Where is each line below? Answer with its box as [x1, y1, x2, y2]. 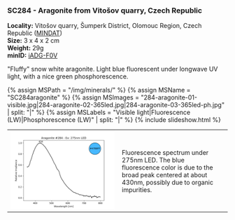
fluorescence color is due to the [122, 163, 213, 172]
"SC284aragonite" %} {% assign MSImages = [7, 93, 140, 102]
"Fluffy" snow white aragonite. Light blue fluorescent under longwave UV [7, 65, 218, 74]
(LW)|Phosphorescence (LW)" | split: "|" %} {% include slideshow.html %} [7, 116, 222, 124]
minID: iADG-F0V [7, 51, 58, 60]
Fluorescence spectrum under [122, 148, 209, 156]
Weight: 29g [7, 44, 44, 53]
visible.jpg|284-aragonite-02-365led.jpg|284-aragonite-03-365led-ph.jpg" [7, 101, 225, 109]
